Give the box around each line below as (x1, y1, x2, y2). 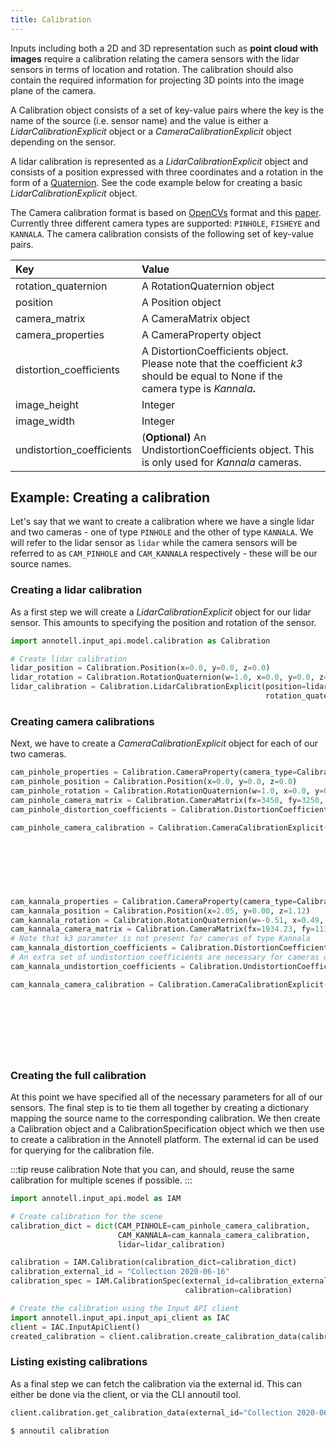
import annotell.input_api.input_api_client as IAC (10, 1312, 230, 1323)
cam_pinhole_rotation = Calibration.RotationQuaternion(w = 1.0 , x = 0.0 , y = (10, 786, 325, 796)
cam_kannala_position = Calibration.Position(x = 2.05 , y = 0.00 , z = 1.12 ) (10, 906, 311, 916)
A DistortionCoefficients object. (141, 344, 289, 358)
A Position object (141, 295, 222, 309)
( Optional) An (141, 430, 207, 444)
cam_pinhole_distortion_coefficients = (10, 804, 177, 815)
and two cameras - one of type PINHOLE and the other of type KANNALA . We (10, 526, 314, 538)
